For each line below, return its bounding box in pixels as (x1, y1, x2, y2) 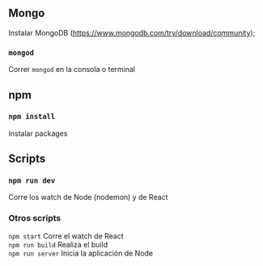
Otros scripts (8, 213, 62, 224)
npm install (8, 112, 56, 121)
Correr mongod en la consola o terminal (8, 65, 136, 74)
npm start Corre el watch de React (8, 230, 124, 241)
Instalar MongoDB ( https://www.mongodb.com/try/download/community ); (8, 27, 256, 37)
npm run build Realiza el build (8, 239, 108, 249)
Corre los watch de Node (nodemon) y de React (8, 192, 168, 202)
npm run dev (8, 176, 56, 185)
